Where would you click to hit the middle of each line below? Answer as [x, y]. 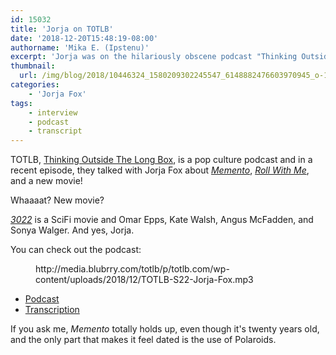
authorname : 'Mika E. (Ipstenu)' [80, 47]
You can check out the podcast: [76, 250]
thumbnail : [33, 66]
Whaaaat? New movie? [57, 200]
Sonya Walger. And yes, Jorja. [72, 230]
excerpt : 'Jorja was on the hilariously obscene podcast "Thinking [154, 57]
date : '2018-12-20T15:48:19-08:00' [84, 38]
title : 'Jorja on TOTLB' [62, 29]
